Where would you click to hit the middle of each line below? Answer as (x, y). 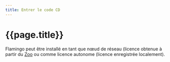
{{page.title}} (34, 35)
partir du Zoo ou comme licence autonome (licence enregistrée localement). (85, 54)
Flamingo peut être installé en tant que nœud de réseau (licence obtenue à (84, 49)
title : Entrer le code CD (33, 10)
